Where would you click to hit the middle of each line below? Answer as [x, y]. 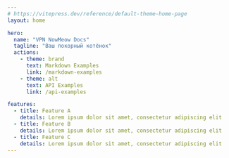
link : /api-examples [56, 92]
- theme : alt [39, 79]
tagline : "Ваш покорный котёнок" [63, 46]
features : [22, 105]
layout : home [26, 20]
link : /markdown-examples [64, 72]
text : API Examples [54, 85]
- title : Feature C [42, 137]
